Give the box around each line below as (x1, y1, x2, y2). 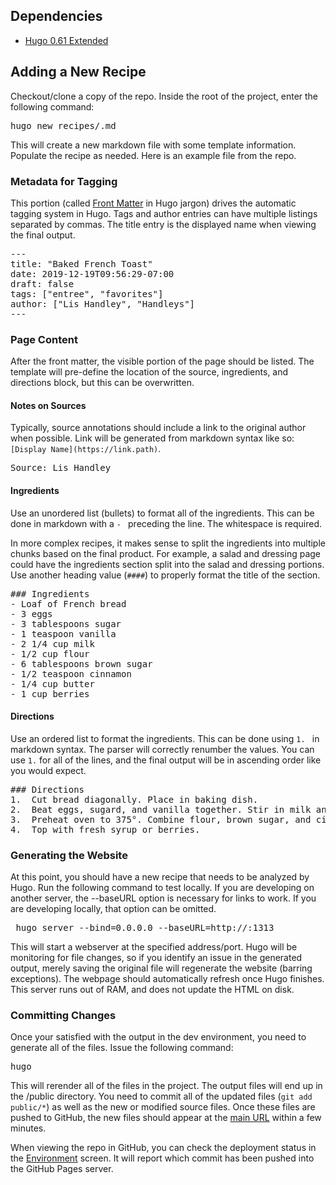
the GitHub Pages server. (10, 1163, 114, 1175)
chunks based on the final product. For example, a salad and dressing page (10, 547, 322, 559)
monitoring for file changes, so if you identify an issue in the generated (10, 952, 303, 964)
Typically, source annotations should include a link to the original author (10, 422, 307, 434)
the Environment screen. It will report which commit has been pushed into (10, 1152, 315, 1164)
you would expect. (10, 764, 87, 776)
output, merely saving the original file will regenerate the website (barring (10, 962, 313, 974)
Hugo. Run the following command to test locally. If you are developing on (10, 882, 315, 894)
